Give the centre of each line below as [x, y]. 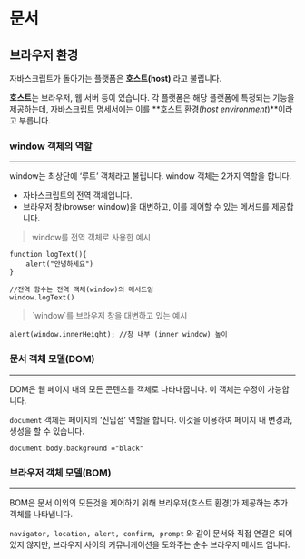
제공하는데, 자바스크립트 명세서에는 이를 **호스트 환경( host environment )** [144, 109]
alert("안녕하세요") [59, 264]
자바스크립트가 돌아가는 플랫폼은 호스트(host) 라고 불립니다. [116, 78]
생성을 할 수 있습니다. [47, 431]
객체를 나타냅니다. [41, 514]
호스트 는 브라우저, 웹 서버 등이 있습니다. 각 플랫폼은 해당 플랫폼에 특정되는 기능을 [152, 98]
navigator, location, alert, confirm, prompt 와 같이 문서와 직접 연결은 [143, 533]
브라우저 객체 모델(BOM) [60, 473]
